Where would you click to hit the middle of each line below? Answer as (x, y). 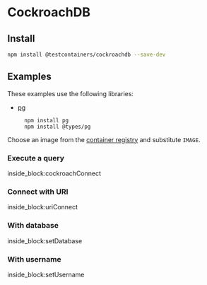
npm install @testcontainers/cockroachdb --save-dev (87, 54)
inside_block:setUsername (46, 274)
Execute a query (36, 158)
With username (34, 259)
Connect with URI (38, 192)
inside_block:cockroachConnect (54, 173)
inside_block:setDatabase (45, 240)
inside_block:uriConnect (43, 207)
